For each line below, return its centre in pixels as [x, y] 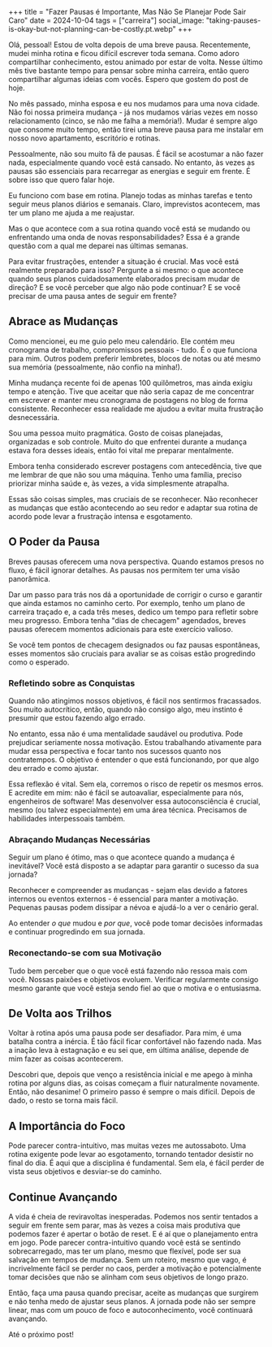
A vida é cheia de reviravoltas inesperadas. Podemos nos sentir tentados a [133, 1216]
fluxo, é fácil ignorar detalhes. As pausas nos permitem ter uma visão [124, 570]
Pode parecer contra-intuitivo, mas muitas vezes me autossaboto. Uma [127, 1146]
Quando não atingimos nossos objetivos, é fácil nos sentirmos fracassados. [135, 700]
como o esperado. [39, 662]
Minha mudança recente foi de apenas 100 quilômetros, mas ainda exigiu [131, 383]
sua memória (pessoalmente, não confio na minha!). [95, 367]
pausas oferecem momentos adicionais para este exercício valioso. [121, 629]
